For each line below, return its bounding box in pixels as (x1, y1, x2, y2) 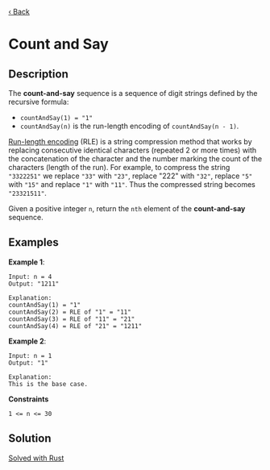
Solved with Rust (8, 453, 64, 463)
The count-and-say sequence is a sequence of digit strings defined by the (8, 89, 258, 98)
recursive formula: (8, 97, 69, 106)
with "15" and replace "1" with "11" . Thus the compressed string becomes (8, 180, 255, 189)
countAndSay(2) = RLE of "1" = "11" (8, 308, 131, 316)
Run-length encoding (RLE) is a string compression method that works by (8, 137, 252, 146)
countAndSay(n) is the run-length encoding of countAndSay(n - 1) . (19, 121, 239, 131)
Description (8, 67, 69, 81)
